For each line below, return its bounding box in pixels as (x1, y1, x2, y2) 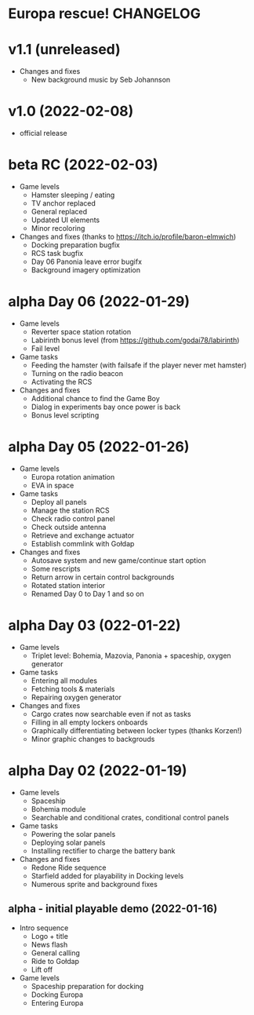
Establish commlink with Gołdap (31, 539, 135, 548)
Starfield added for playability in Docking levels (31, 871, 184, 880)
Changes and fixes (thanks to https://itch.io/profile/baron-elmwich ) (19, 232, 237, 241)
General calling (31, 947, 81, 958)
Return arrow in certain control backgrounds (31, 572, 175, 582)
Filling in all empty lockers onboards (31, 717, 148, 727)
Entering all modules (31, 676, 98, 685)
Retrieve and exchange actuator (31, 531, 135, 540)
